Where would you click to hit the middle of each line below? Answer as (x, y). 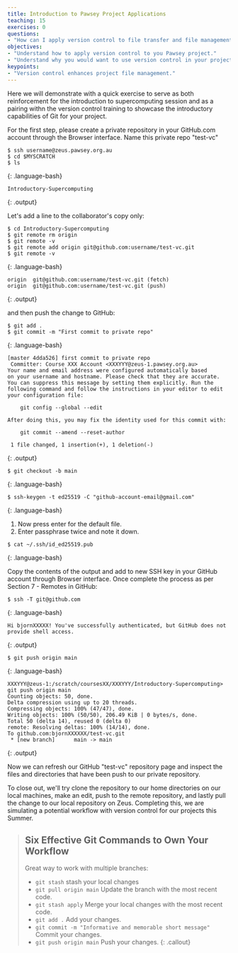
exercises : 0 (27, 27)
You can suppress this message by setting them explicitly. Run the (110, 383)
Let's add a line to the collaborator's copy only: (76, 215)
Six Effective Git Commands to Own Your (117, 840)
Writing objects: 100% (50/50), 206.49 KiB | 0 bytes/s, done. (103, 715)
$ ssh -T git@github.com (44, 599)
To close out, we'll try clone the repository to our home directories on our (114, 788)
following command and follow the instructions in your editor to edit (115, 389)
